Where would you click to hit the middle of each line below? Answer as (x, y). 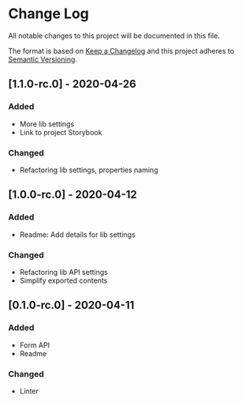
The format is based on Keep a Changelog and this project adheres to (121, 51)
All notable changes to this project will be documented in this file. (114, 36)
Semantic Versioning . (43, 59)
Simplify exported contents (63, 280)
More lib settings (47, 124)
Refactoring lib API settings (63, 272)
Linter (29, 391)
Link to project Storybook (61, 132)
